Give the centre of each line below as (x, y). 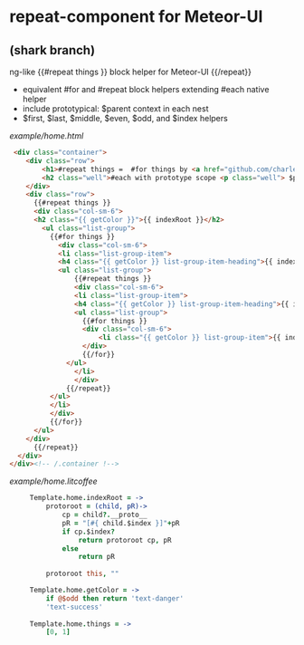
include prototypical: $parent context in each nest (115, 109)
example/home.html (47, 136)
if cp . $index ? (89, 532)
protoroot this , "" (82, 574)
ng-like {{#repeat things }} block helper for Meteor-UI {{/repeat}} (130, 72)
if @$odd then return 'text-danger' (114, 598)
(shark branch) (52, 50)
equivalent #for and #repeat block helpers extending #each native (146, 89)
